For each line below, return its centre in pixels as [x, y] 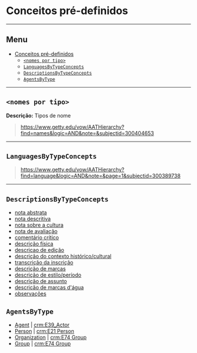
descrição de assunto [41, 281]
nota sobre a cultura [39, 225]
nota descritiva [33, 219]
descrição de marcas [40, 269]
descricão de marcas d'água [49, 288]
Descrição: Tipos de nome [39, 115]
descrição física [34, 244]
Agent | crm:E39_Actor [42, 325]
